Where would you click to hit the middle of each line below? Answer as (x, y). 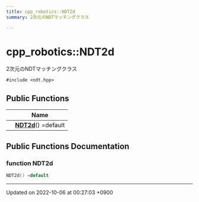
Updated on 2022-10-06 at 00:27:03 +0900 (60, 192)
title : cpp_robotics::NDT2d (41, 12)
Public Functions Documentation (68, 146)
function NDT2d (30, 163)
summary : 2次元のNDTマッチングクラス (48, 17)
